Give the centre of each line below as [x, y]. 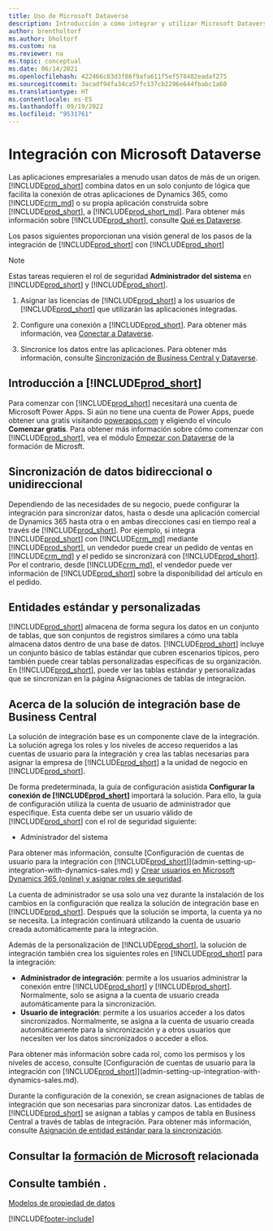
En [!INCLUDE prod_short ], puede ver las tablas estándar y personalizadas [132, 670]
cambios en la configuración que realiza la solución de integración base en [134, 903]
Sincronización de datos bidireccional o [110, 472]
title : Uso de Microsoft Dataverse [69, 16]
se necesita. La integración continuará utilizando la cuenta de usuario [125, 920]
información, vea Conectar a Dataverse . [87, 333]
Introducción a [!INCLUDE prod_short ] [105, 383]
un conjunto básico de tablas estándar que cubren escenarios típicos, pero [134, 653]
